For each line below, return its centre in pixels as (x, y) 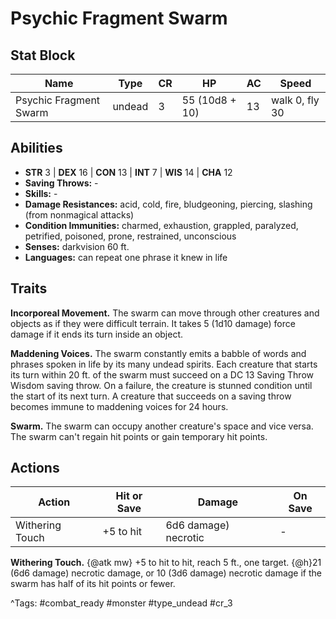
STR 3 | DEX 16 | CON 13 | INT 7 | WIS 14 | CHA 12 (128, 172)
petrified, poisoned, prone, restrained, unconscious (130, 236)
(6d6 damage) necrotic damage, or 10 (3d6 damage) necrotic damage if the (166, 573)
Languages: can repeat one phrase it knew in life (126, 257)
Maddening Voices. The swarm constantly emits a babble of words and (158, 353)
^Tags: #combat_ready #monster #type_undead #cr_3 (121, 603)
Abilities (36, 148)
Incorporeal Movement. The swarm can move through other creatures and (165, 313)
